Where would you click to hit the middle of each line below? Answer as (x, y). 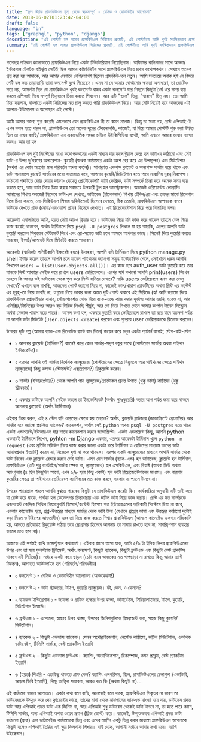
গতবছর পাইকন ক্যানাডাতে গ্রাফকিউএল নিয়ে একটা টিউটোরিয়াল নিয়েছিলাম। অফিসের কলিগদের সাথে (89, 62)
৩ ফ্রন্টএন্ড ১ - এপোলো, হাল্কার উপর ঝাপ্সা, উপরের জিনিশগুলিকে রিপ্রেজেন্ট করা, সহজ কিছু (89, 618)
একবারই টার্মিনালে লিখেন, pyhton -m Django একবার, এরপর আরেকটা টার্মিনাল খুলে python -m (95, 438)
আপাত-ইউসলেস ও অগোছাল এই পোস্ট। (41, 109)
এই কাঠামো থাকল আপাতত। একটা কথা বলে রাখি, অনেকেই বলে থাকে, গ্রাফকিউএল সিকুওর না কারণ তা (92, 693)
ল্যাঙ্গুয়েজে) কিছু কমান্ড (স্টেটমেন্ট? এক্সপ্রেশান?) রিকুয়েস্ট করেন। (69, 369)
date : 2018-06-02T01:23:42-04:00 (48, 17)
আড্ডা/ (180, 62)
